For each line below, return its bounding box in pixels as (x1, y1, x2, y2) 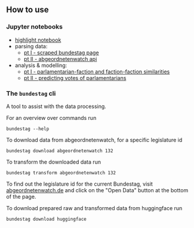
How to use (6, 5, 49, 15)
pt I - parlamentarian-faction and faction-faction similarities (23, 68, 170, 75)
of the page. (6, 193, 36, 200)
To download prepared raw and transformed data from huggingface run (6, 204, 183, 211)
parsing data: (14, 42, 48, 50)
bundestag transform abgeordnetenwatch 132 (6, 170, 116, 175)
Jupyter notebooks (6, 23, 63, 31)
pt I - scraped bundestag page (23, 49, 100, 56)
